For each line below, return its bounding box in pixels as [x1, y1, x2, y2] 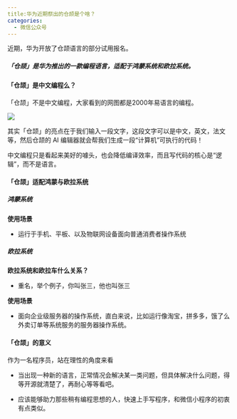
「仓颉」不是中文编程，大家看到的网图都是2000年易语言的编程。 [7, 98, 198, 107]
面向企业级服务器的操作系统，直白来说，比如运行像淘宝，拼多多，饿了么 [17, 311, 230, 321]
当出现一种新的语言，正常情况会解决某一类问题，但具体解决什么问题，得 [17, 371, 230, 379]
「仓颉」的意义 [7, 338, 51, 347]
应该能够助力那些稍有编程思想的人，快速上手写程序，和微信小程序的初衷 [17, 395, 230, 403]
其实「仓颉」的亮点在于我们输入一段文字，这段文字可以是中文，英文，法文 [7, 126, 226, 135]
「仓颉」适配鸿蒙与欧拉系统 [7, 177, 89, 186]
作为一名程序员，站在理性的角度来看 [7, 356, 114, 364]
